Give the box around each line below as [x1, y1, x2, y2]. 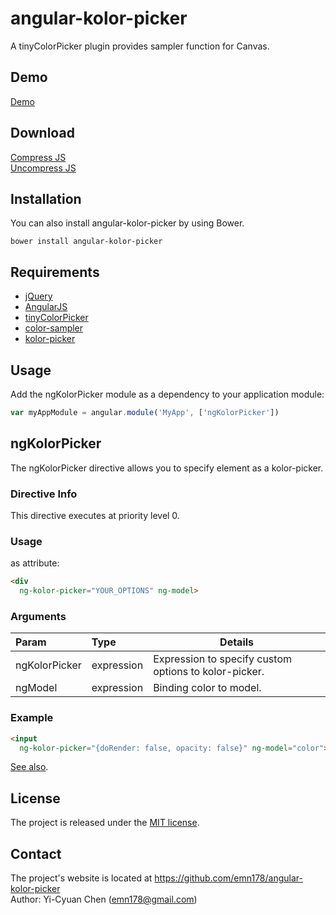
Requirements [10, 263, 100, 281]
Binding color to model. [153, 681, 262, 695]
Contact [10, 845, 62, 862]
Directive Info [10, 487, 78, 501]
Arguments [10, 609, 67, 623]
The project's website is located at [10, 872, 153, 884]
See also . [10, 761, 49, 773]
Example [10, 711, 54, 725]
